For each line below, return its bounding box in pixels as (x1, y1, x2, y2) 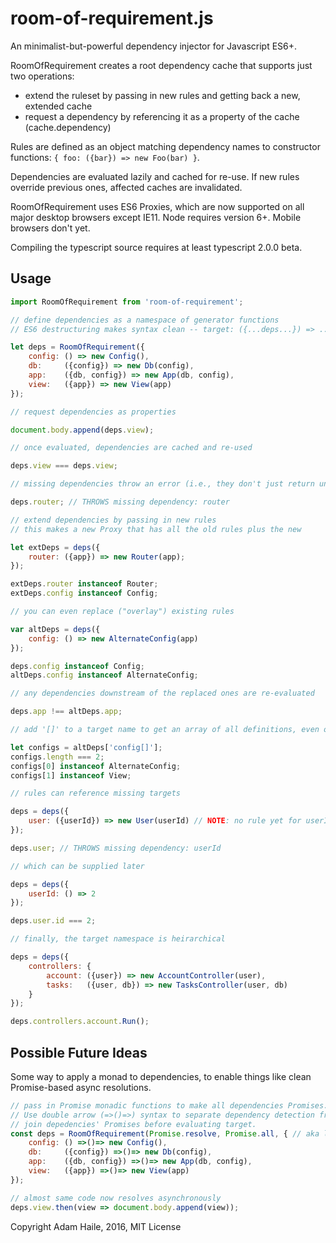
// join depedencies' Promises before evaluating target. (10, 1119, 257, 1129)
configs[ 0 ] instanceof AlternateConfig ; (10, 761, 182, 771)
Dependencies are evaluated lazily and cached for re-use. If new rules (10, 170, 300, 182)
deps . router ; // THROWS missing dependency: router (10, 497, 230, 507)
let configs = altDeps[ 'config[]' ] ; (10, 742, 163, 752)
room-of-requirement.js (10, 7, 214, 30)
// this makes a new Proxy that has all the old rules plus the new (10, 524, 302, 534)
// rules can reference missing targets (10, 788, 182, 799)
